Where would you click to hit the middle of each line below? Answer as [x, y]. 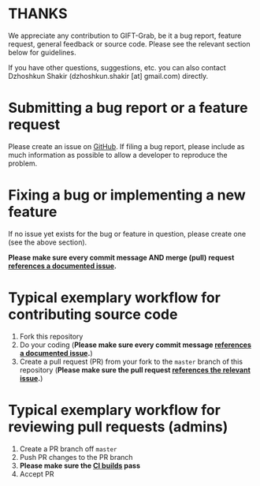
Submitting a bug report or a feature [128, 108]
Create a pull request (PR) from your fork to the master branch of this [131, 361]
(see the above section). [48, 242]
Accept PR [37, 473]
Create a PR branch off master [68, 449]
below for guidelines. [42, 52]
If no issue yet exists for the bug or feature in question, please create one [127, 234]
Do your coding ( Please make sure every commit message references [136, 345]
